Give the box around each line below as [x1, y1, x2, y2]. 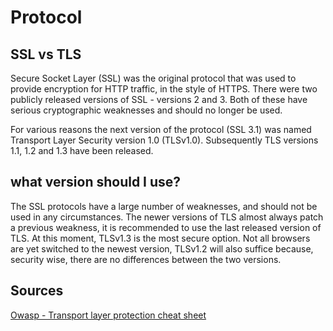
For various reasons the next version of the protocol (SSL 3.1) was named [10, 124, 312, 135]
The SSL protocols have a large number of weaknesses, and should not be [10, 200, 318, 212]
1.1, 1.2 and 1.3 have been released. [10, 145, 154, 156]
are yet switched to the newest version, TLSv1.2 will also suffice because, [10, 242, 314, 255]
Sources [10, 282, 64, 300]
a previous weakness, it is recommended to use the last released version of [10, 221, 322, 233]
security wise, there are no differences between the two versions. [10, 253, 282, 265]
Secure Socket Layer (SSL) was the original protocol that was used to [10, 72, 297, 84]
